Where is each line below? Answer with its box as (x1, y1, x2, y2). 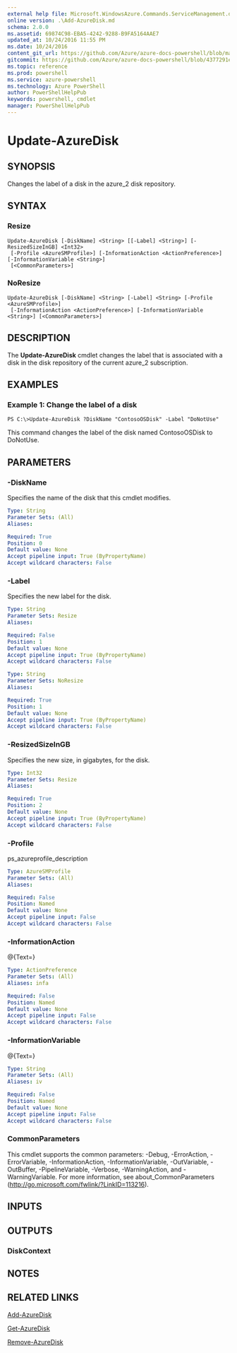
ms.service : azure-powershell (7, 76, 97, 83)
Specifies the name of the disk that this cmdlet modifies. (7, 494, 171, 502)
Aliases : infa (7, 979, 49, 986)
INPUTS (7, 1200, 42, 1212)
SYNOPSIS (7, 160, 56, 173)
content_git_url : (7, 50, 59, 57)
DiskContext (7, 1246, 51, 1255)
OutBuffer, (7, 1165, 37, 1174)
